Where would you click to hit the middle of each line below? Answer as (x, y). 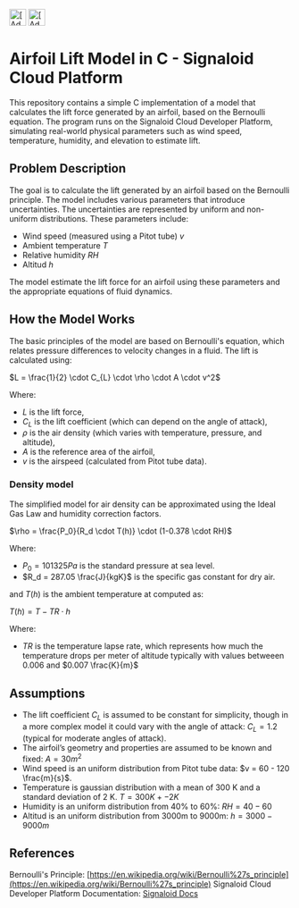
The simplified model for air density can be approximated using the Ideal (143, 504)
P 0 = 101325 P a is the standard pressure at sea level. (118, 566)
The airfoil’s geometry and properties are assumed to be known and (147, 747)
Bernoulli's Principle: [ (50, 875)
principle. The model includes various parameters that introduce (127, 199)
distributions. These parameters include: (114, 218)
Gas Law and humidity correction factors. (86, 513)
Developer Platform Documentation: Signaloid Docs (104, 894)
